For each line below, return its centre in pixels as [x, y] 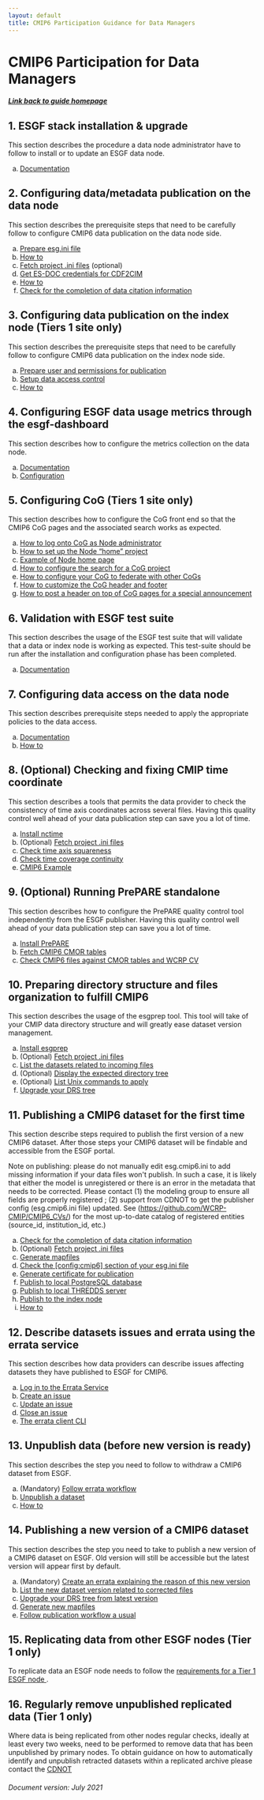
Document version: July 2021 [56, 1787]
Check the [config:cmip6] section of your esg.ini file [104, 1266]
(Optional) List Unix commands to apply [84, 1082]
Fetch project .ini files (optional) [71, 265]
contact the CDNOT [40, 1769]
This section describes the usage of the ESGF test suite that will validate [125, 638]
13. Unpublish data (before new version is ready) [130, 1446]
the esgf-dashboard [58, 425]
